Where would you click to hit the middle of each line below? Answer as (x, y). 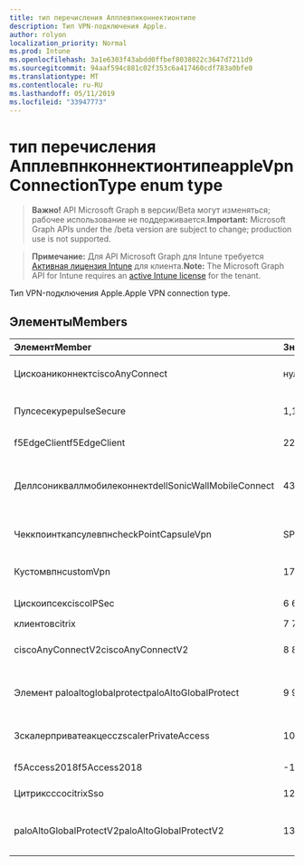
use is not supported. (71, 239)
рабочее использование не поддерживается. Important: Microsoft (159, 220)
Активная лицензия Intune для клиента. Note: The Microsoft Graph (158, 266)
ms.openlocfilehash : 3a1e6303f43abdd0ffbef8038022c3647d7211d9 (131, 60)
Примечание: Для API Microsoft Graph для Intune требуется (147, 257)
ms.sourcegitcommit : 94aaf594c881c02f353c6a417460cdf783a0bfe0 (131, 69)
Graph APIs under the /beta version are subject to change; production (161, 229)
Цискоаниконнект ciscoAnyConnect (91, 374)
